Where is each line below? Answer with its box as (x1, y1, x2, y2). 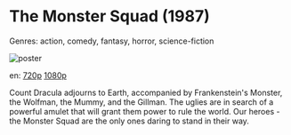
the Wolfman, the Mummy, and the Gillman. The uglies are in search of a (9, 96, 274, 107)
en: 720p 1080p (9, 69, 67, 81)
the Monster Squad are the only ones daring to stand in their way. (9, 115, 249, 126)
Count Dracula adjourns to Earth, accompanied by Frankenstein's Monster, (9, 87, 283, 98)
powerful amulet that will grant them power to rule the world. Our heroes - (9, 106, 280, 116)
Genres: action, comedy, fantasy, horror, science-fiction (9, 36, 214, 46)
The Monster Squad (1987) (9, 6, 211, 27)
